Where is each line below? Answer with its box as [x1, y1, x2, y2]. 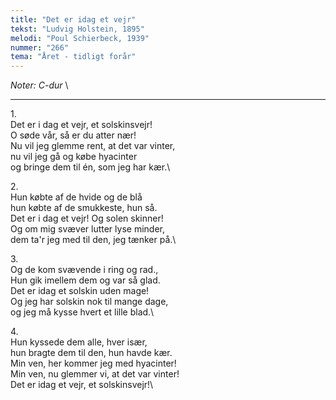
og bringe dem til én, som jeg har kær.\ [10, 161, 171, 173]
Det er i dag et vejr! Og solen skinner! [10, 212, 164, 225]
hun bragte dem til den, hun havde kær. [10, 347, 173, 359]
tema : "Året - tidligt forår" [10, 52, 137, 62]
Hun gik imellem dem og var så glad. [10, 274, 161, 286]
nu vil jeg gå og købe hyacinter [10, 151, 138, 163]
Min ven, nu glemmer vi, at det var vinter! [10, 368, 180, 380]
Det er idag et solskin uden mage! [10, 285, 150, 297]
